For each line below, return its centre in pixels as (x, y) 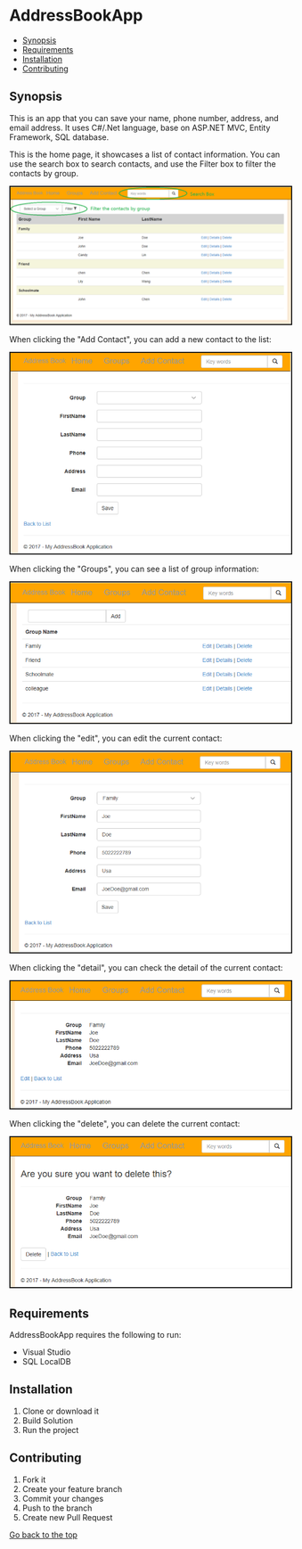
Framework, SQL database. (59, 137)
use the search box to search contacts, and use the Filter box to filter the (143, 164)
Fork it (34, 1479)
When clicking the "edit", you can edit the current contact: (116, 738)
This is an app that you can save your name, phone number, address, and (144, 118)
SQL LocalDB (46, 1362)
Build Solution (48, 1420)
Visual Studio (46, 1352)
